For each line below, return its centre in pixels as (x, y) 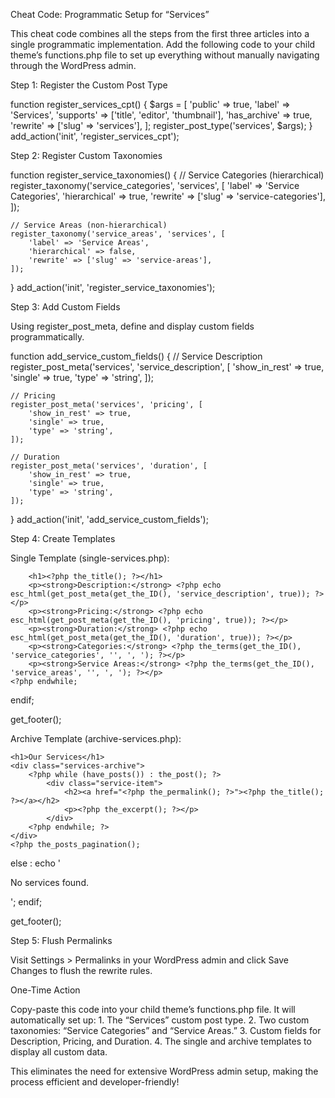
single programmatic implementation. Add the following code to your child (163, 44)
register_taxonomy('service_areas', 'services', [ (118, 234)
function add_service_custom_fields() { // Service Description (136, 356)
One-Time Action (45, 990)
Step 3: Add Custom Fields (65, 307)
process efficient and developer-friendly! (95, 1082)
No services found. (49, 882)
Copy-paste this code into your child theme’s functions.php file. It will (153, 1009)
